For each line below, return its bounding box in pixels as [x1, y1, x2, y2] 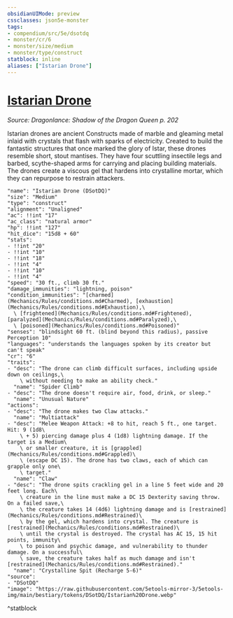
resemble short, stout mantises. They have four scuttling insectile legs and [7, 151, 223, 160]
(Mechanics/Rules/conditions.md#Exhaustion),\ [7, 304, 146, 311]
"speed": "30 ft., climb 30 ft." [7, 279, 105, 286]
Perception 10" [7, 334, 52, 342]
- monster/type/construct [7, 50, 83, 57]
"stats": [7, 236, 33, 244]
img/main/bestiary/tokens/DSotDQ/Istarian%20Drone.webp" [7, 591, 177, 598]
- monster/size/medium [7, 43, 73, 50]
